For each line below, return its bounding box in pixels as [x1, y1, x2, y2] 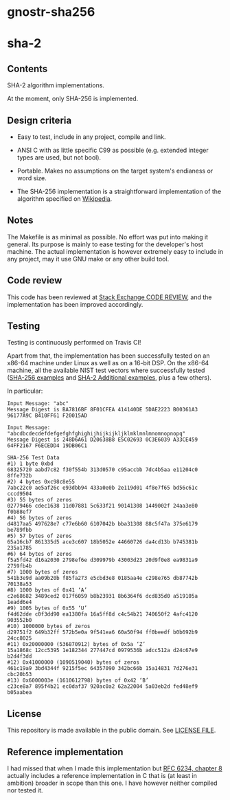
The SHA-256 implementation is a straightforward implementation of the [16, 187, 222, 195]
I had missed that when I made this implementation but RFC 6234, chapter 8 [7, 764, 222, 772]
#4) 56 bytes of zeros [7, 515, 72, 521]
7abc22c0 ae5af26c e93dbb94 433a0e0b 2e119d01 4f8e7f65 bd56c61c [7, 484, 198, 492]
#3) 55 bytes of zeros [7, 497, 72, 504]
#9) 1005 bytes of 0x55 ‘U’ [7, 605, 88, 612]
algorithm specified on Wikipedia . [16, 195, 113, 203]
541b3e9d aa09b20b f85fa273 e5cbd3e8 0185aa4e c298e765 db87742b [7, 575, 198, 582]
